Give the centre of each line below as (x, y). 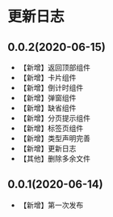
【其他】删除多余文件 (54, 158)
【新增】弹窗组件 (48, 98)
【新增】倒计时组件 (51, 87)
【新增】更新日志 (48, 148)
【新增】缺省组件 (48, 108)
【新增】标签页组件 (51, 128)
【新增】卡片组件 (48, 77)
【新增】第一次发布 (51, 205)
